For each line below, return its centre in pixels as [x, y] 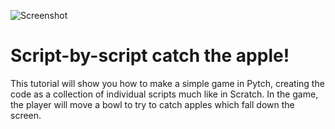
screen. [26, 115]
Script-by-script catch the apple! [150, 56]
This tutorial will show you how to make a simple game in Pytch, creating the [167, 83]
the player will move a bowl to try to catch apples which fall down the [152, 104]
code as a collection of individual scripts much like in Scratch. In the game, [164, 94]
